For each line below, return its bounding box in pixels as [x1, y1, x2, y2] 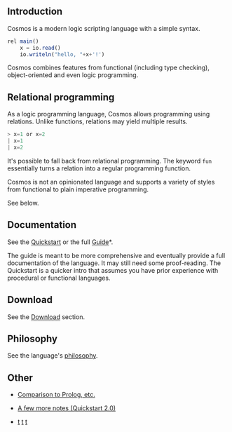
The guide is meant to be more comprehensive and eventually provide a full [7, 251, 226, 259]
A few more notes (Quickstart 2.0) [17, 404, 116, 412]
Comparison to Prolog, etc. [17, 391, 96, 399]
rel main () [7, 38, 39, 45]
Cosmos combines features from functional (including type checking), [7, 63, 210, 72]
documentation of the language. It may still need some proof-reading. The [7, 259, 221, 267]
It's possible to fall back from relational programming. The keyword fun [7, 156, 212, 165]
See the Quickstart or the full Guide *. [7, 238, 114, 246]
